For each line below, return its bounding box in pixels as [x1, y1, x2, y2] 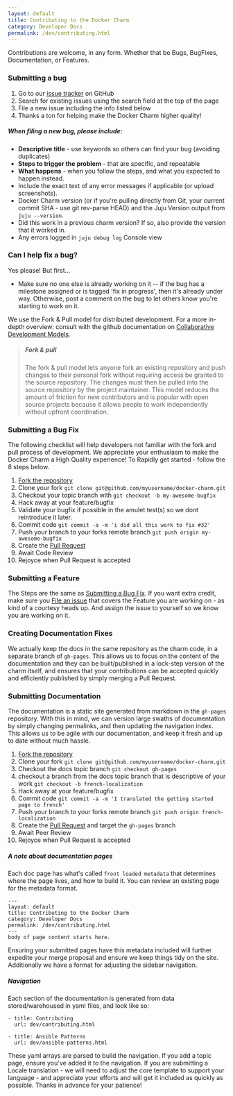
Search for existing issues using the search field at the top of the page [17, 96, 219, 105]
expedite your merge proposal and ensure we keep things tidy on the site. [8, 953, 219, 961]
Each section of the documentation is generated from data [8, 994, 175, 1002]
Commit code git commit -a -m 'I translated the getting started [17, 794, 214, 802]
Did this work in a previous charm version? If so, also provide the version [17, 218, 226, 226]
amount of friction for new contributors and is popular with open [24, 393, 209, 401]
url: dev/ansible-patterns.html [14, 1039, 108, 1046]
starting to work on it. [17, 301, 80, 310]
